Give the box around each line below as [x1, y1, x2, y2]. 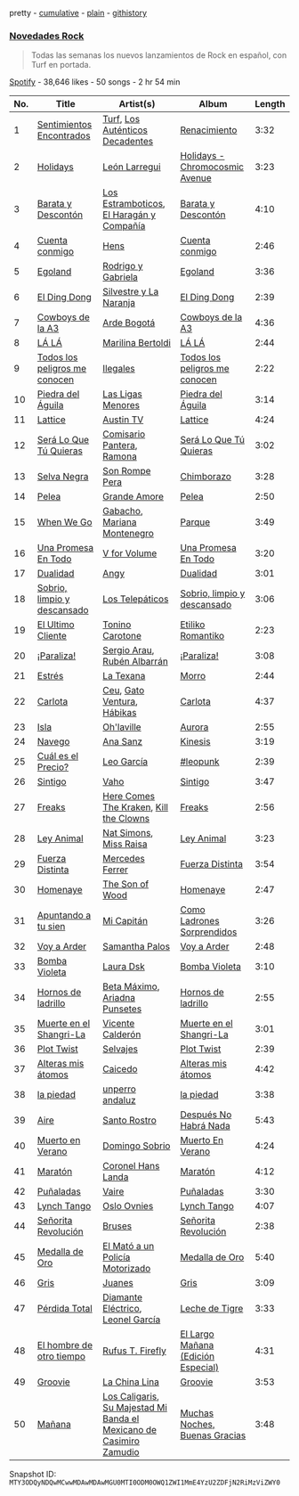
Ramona [101, 450, 138, 462]
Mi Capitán [101, 915, 149, 928]
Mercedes [101, 853, 145, 865]
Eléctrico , [101, 1303, 142, 1315]
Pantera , [101, 439, 138, 452]
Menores [101, 399, 141, 412]
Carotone [101, 630, 142, 642]
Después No [180, 1108, 232, 1121]
